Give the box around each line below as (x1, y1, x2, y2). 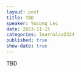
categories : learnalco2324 (6, 32, 75, 38)
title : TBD (6, 15, 34, 21)
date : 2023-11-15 (6, 26, 51, 32)
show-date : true (6, 43, 48, 49)
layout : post (6, 9, 40, 15)
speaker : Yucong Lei (6, 20, 59, 26)
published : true (6, 37, 48, 43)
